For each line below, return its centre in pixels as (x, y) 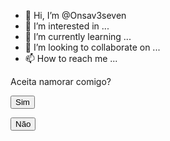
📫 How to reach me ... (71, 58)
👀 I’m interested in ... (67, 26)
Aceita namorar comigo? (61, 81)
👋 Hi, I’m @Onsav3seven (75, 15)
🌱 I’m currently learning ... (78, 36)
